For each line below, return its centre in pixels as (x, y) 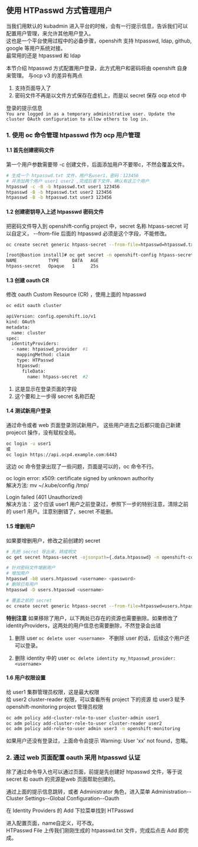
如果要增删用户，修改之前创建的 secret (53, 540)
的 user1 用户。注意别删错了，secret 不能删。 (61, 512)
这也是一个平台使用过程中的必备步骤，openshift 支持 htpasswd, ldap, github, (99, 41)
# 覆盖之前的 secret (29, 600)
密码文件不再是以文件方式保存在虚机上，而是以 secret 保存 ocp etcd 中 (100, 95)
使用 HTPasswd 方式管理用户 (59, 11)
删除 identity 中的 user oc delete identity (66, 658)
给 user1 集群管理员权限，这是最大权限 (53, 692)
